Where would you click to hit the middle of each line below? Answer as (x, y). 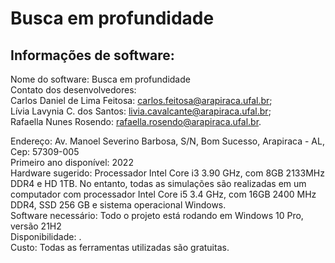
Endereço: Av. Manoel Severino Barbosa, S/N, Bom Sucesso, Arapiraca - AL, (167, 141)
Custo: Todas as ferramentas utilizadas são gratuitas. (120, 247)
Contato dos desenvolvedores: (73, 90)
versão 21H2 (36, 226)
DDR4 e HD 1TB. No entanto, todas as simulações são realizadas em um (158, 183)
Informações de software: (92, 55)
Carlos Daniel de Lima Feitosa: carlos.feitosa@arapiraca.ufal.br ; (141, 100)
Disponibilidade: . (46, 236)
